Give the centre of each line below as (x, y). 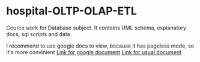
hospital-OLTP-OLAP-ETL (71, 11)
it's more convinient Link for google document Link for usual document (94, 52)
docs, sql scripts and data (38, 34)
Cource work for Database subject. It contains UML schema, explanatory (96, 28)
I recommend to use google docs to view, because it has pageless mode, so (100, 46)
